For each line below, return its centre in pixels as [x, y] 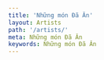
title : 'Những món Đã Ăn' [50, 15]
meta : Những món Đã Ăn [45, 37]
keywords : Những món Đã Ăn [52, 44]
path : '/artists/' [38, 30]
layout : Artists [35, 23]
